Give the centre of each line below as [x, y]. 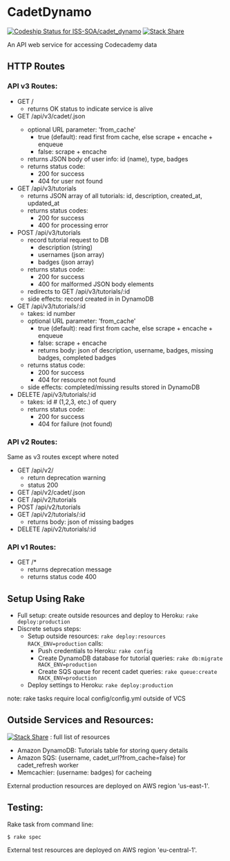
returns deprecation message [69, 569]
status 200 [43, 485]
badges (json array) [66, 262]
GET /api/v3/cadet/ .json [51, 116]
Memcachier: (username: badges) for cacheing [84, 772]
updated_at [44, 203]
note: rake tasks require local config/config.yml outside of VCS [97, 699]
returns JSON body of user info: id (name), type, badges [108, 159]
